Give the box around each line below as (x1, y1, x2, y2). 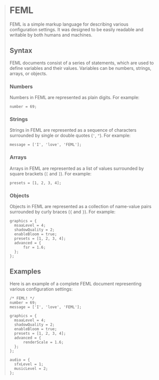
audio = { (9, 357, 31, 362)
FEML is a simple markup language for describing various (9, 21, 129, 27)
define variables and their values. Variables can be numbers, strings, (9, 65, 151, 71)
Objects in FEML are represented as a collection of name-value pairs (9, 203, 151, 209)
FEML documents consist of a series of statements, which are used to (9, 60, 154, 66)
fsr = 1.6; (23, 245, 46, 250)
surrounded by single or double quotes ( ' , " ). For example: (9, 133, 131, 139)
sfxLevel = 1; (14, 361, 44, 366)
